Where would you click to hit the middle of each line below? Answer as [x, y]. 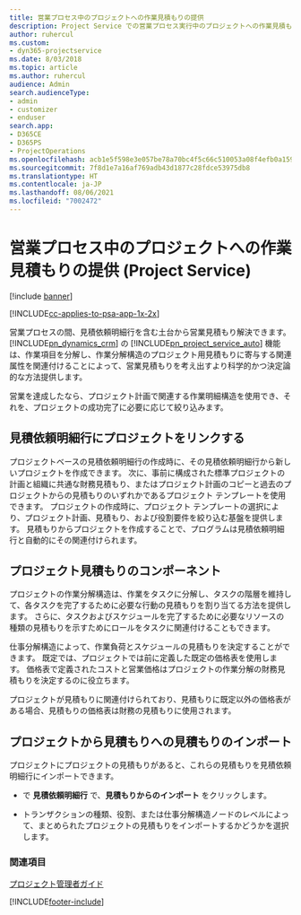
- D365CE [26, 135]
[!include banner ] [41, 296]
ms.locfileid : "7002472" [56, 201]
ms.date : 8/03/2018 [46, 59]
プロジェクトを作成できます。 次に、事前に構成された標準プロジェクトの [151, 473]
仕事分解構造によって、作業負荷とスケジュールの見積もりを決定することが [146, 647]
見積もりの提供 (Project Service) [130, 271]
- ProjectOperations [48, 151]
